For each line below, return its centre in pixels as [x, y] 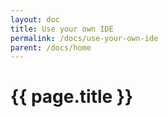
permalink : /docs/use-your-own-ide [84, 38]
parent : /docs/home [51, 47]
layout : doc [35, 19]
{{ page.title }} [72, 97]
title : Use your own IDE [62, 29]
